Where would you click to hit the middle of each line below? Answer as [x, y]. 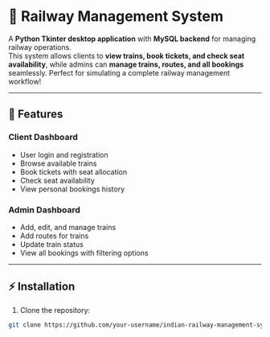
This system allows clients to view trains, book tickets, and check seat [127, 55]
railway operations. [40, 47]
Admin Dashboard [44, 210]
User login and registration [64, 154]
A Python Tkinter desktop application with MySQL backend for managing [132, 39]
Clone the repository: [55, 310]
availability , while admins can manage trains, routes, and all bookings [126, 64]
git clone [25, 325]
